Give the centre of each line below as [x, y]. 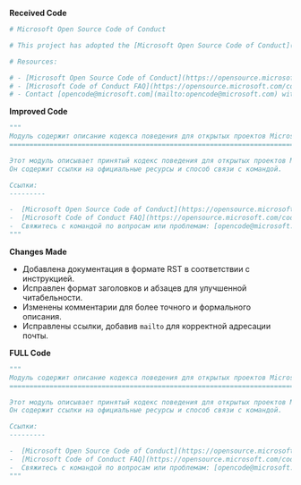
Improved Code [39, 112]
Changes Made [38, 251]
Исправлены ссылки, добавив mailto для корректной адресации [146, 326]
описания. [42, 316]
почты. [35, 336]
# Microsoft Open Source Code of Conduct [88, 30]
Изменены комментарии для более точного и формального [137, 307]
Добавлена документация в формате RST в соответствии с [136, 268]
